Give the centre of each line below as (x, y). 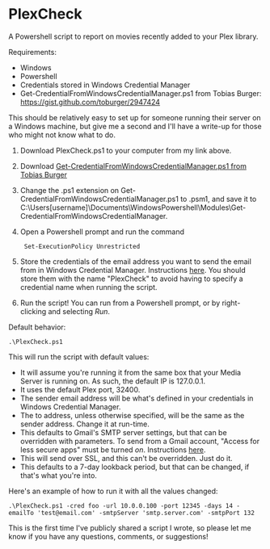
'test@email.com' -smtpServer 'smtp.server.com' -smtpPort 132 (146, 513)
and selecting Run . (79, 311)
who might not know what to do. (62, 135)
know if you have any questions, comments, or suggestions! (108, 536)
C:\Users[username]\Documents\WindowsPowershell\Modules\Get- (133, 207)
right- (231, 303)
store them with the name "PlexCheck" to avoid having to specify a (132, 279)
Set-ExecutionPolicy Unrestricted (82, 246)
